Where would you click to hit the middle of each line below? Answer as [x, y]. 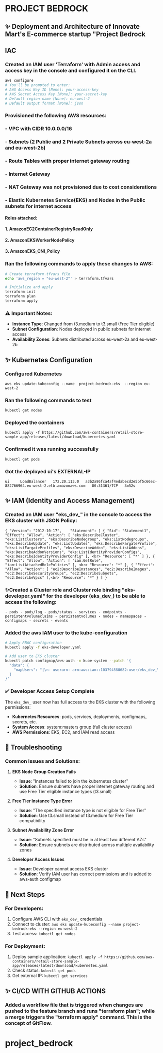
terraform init [20, 292]
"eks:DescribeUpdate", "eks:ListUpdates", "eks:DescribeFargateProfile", [81, 543]
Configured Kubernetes [33, 374]
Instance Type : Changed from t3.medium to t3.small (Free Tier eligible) [83, 324]
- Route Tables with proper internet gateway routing [67, 161]
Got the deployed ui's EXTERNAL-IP [48, 471]
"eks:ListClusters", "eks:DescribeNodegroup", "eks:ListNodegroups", [77, 539]
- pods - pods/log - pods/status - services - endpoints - [66, 612]
